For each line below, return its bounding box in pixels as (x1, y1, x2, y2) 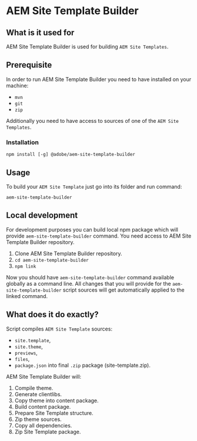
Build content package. (14, 403, 71, 410)
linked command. (6, 292, 48, 299)
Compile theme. (14, 384, 54, 392)
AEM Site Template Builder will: (6, 373, 82, 380)
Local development (6, 211, 78, 220)
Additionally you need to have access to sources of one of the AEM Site (6, 117, 179, 124)
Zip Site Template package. (14, 428, 81, 435)
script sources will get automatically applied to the (62, 286, 185, 293)
